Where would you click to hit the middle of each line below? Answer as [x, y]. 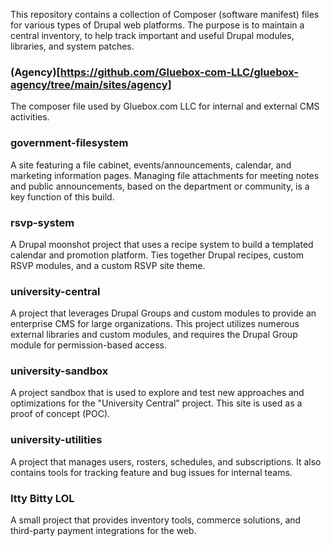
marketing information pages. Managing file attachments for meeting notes [165, 175]
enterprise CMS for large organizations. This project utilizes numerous [155, 324]
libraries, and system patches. [72, 46]
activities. [30, 117]
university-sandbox [59, 371]
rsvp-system [42, 222]
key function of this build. [62, 196]
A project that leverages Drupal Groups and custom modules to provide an [163, 313]
